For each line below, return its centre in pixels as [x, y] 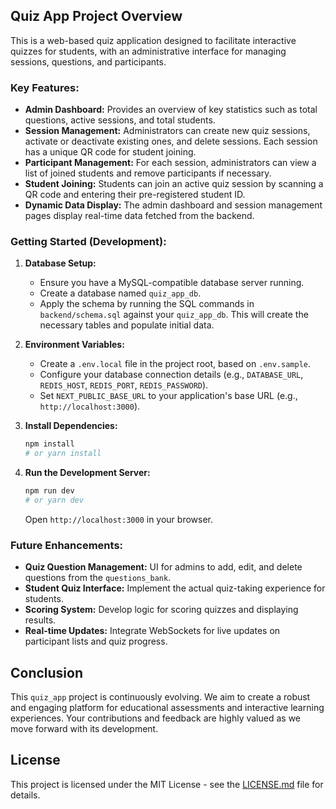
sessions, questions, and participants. [88, 61]
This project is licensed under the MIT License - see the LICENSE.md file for [167, 784]
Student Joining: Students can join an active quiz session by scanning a [174, 184]
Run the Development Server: [87, 473]
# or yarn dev [54, 500]
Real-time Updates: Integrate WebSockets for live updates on [152, 631]
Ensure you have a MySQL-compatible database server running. [172, 283]
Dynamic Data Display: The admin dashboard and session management [173, 205]
